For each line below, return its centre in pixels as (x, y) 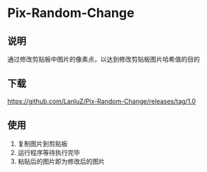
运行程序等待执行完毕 (49, 152)
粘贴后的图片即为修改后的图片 (61, 161)
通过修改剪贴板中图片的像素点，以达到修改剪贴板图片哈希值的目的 (103, 59)
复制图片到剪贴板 (43, 144)
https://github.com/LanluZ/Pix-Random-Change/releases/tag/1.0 (102, 101)
